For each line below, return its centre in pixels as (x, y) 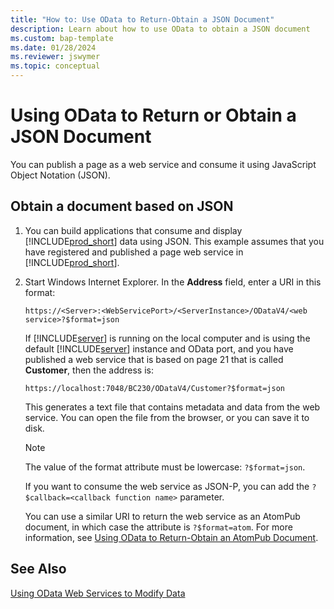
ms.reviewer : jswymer (55, 57)
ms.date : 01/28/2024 (53, 47)
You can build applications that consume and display (133, 230)
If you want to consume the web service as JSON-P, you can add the (167, 486)
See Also (38, 569)
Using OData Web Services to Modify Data (98, 593)
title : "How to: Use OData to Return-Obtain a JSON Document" (142, 19)
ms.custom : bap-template (62, 38)
